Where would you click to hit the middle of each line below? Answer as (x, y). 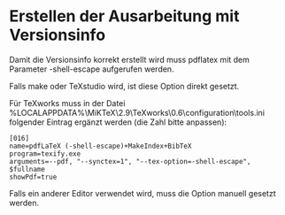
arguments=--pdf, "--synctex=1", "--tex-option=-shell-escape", (130, 161)
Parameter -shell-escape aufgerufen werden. (92, 69)
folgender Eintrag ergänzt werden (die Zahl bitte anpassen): (118, 122)
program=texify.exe (45, 154)
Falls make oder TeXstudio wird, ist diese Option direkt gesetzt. (124, 86)
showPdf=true (33, 177)
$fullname (27, 169)
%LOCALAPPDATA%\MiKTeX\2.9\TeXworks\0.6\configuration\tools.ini (137, 112)
